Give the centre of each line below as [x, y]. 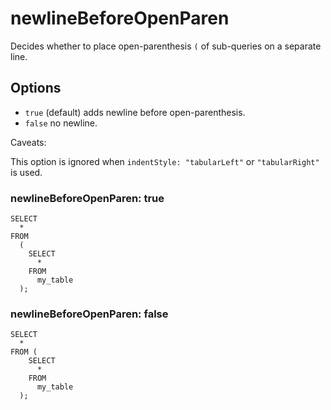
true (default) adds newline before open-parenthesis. [135, 112]
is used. [26, 172]
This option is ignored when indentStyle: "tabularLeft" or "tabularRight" [165, 161]
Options [36, 88]
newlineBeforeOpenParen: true [87, 198]
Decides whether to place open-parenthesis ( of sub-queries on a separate [166, 46]
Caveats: [28, 142]
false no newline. [61, 123]
